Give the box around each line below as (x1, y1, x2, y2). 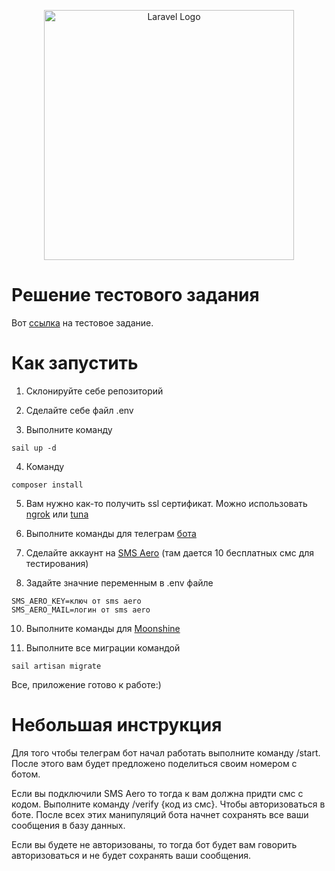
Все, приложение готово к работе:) (11, 678, 162, 690)
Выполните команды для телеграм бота (25, 527, 197, 539)
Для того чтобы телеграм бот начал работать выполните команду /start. (11, 746, 321, 759)
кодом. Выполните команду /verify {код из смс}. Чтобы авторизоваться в (11, 798, 326, 810)
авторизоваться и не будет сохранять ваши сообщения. (11, 849, 252, 861)
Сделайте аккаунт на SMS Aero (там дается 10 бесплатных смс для (25, 546, 315, 559)
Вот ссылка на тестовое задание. (11, 316, 154, 329)
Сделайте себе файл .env (25, 404, 134, 416)
